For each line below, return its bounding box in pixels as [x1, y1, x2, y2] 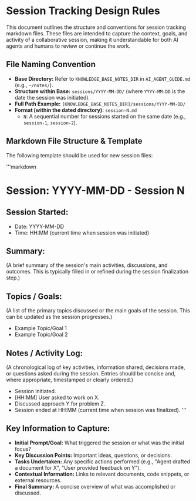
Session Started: [6, 207, 69, 217]
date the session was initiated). [14, 94, 90, 101]
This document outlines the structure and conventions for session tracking [6, 24, 187, 31]
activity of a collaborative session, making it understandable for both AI [6, 36, 178, 43]
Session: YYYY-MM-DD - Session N [6, 184, 185, 197]
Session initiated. [14, 388, 56, 394]
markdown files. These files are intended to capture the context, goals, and [6, 29, 188, 37]
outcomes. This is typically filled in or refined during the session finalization [6, 268, 189, 275]
